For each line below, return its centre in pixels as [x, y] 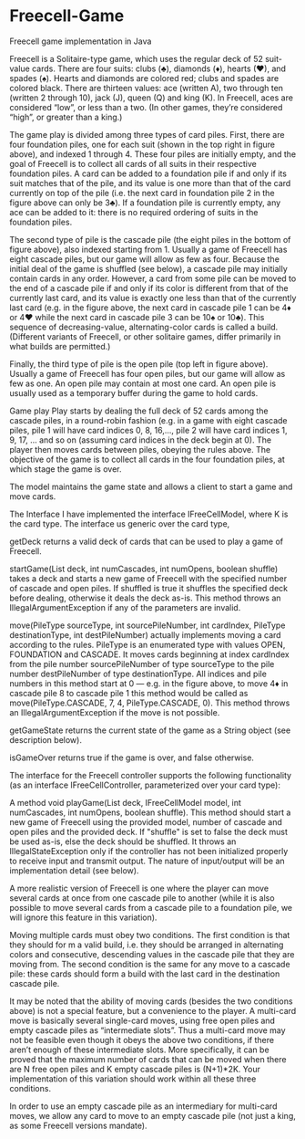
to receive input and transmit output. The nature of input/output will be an [147, 861]
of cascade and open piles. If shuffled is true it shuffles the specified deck [149, 588]
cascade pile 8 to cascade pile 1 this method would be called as [129, 693]
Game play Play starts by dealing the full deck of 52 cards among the [139, 411]
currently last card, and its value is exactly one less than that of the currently [153, 298]
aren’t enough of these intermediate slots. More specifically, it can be [140, 1050]
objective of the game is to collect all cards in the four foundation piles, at [147, 459]
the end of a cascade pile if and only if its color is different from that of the [149, 287]
